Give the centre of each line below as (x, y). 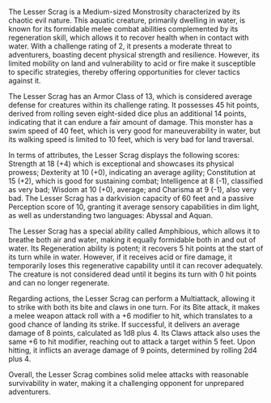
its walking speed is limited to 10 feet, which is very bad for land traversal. (131, 139)
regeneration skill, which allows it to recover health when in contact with (129, 37)
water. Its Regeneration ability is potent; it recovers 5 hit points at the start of (136, 248)
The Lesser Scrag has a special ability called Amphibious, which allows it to (134, 231)
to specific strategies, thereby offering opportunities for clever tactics (124, 72)
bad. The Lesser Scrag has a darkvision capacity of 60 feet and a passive (131, 198)
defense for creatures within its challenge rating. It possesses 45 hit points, (134, 105)
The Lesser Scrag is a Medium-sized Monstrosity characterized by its (124, 12)
